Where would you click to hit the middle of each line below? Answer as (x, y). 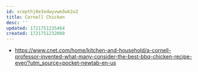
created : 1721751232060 (36, 34)
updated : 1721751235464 (36, 28)
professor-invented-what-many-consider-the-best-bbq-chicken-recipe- (103, 57)
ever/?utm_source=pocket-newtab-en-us (65, 63)
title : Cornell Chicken (36, 17)
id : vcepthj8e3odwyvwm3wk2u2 (42, 12)
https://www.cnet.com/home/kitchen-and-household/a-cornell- (93, 50)
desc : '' (17, 22)
